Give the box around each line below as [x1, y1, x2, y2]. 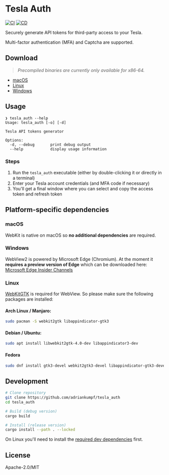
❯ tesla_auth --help [5, 115, 49, 121]
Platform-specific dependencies [5, 206, 109, 214]
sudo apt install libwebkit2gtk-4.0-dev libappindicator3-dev [5, 341, 138, 346]
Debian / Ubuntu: [5, 329, 42, 335]
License [5, 451, 31, 459]
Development [5, 377, 49, 385]
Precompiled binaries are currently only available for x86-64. [17, 67, 145, 73]
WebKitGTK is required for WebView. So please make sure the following [5, 291, 153, 297]
